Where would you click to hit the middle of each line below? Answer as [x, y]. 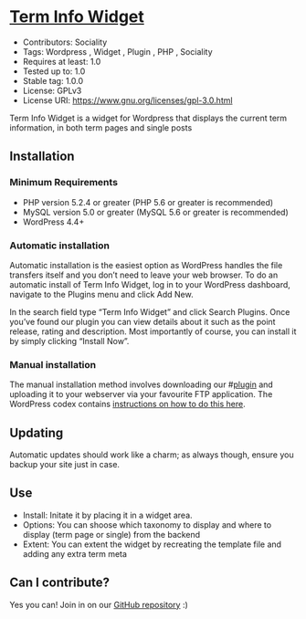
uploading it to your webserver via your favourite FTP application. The [141, 394]
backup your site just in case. [65, 465]
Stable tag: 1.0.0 [53, 80]
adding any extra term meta [75, 553]
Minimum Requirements [64, 183]
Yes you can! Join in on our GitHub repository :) [99, 604]
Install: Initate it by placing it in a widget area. [108, 515]
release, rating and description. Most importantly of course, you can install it [153, 331]
